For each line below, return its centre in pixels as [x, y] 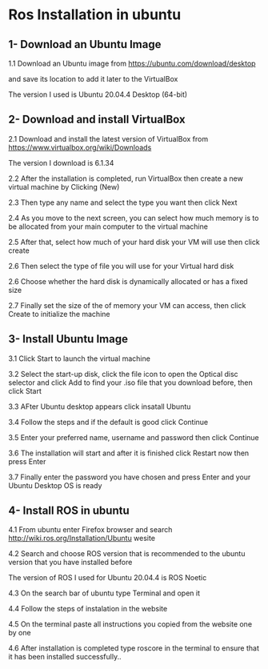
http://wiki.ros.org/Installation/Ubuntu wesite [82, 539]
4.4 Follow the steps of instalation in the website [88, 609]
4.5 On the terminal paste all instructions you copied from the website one [130, 624]
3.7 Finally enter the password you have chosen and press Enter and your [130, 477]
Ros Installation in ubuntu [95, 15]
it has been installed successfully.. [65, 657]
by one [20, 633]
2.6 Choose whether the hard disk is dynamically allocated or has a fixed [128, 281]
